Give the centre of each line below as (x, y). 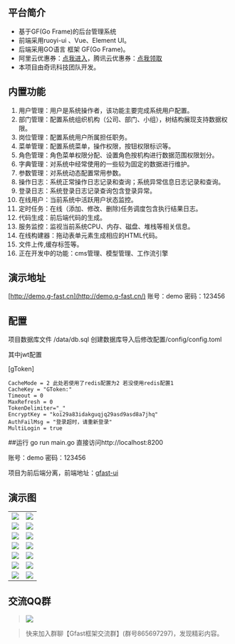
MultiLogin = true (35, 428)
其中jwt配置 (25, 355)
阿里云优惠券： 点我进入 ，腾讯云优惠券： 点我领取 (90, 58)
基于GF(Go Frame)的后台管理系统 (67, 31)
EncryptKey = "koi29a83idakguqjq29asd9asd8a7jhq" (83, 415)
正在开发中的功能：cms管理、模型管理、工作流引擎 (93, 253)
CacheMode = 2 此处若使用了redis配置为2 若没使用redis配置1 (91, 383)
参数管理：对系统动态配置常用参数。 (72, 173)
